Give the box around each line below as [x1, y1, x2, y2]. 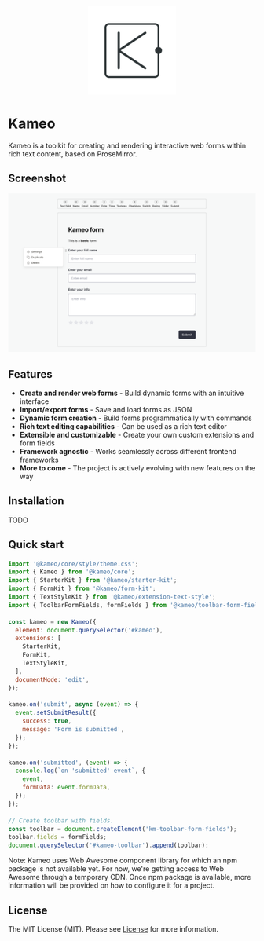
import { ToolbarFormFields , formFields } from [8, 601, 167, 609]
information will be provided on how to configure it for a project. [8, 881, 215, 890]
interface [19, 396, 49, 406]
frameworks [19, 455, 59, 464]
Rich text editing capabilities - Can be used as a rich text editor [19, 421, 228, 430]
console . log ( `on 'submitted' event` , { [15, 767, 146, 775]
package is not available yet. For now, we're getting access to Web [8, 864, 225, 873]
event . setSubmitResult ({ [15, 709, 97, 717]
